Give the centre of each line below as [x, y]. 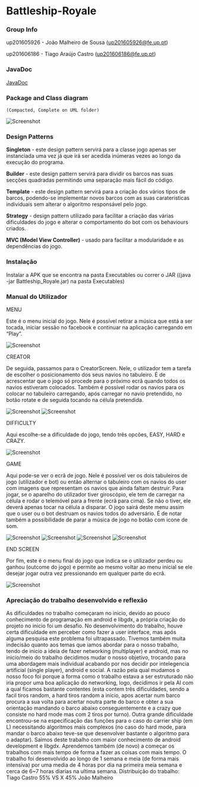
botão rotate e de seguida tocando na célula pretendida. [75, 399]
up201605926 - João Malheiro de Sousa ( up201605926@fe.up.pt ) [87, 42]
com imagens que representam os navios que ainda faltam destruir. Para [95, 488]
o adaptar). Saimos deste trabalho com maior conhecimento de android [94, 740]
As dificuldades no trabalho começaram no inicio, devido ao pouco [88, 613]
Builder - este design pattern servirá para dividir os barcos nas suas [90, 174]
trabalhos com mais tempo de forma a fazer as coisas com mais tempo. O [97, 752]
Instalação [22, 262]
